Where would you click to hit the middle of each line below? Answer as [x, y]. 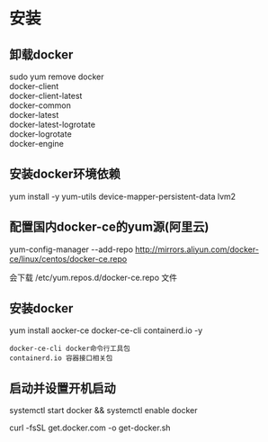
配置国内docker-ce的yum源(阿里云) [109, 227]
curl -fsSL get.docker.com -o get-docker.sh [90, 428]
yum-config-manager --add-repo [71, 249]
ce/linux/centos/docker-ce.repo [68, 258]
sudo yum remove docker [57, 77]
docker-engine [37, 144]
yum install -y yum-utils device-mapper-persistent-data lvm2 [123, 196]
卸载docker [41, 54]
